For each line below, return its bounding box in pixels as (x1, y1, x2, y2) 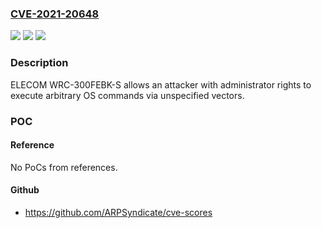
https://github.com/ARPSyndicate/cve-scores (24, 206, 213, 218)
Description (10, 56, 69, 70)
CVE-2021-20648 (10, 7, 100, 21)
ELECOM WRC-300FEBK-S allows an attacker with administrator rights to (10, 78, 312, 91)
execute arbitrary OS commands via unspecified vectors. (10, 89, 245, 101)
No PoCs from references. (10, 161, 118, 173)
